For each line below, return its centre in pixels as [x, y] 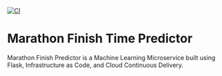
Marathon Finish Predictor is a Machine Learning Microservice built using [111, 57]
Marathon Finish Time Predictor [100, 39]
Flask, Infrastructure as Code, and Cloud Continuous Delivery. [95, 65]
